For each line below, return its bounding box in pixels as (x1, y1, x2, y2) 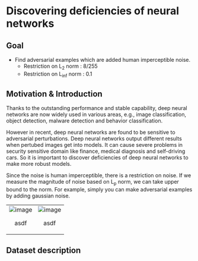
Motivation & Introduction (6, 89, 103, 99)
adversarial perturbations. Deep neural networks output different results (6, 135, 182, 142)
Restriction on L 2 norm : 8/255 (23, 62, 98, 71)
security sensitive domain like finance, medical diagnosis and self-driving (6, 147, 186, 155)
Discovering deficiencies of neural (6, 4, 180, 18)
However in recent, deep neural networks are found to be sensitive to (6, 129, 176, 136)
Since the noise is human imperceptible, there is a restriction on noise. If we (6, 172, 191, 179)
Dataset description (6, 245, 81, 255)
